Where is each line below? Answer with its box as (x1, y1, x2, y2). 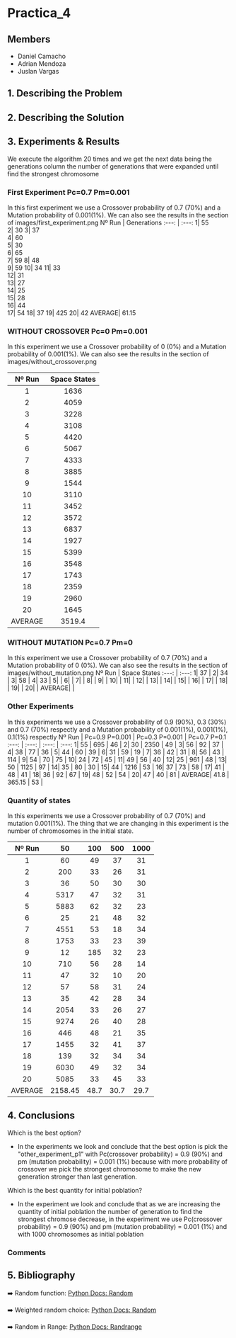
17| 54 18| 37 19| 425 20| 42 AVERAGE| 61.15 (7, 308, 136, 317)
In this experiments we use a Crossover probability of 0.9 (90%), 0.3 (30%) (7, 718, 227, 726)
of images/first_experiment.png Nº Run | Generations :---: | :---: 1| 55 (7, 218, 209, 227)
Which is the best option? (7, 1128, 81, 1137)
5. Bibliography (7, 1269, 76, 1281)
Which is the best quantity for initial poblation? (7, 1186, 143, 1194)
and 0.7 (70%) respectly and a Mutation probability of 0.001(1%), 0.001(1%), (7, 725, 228, 734)
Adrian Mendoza (17, 59, 66, 68)
